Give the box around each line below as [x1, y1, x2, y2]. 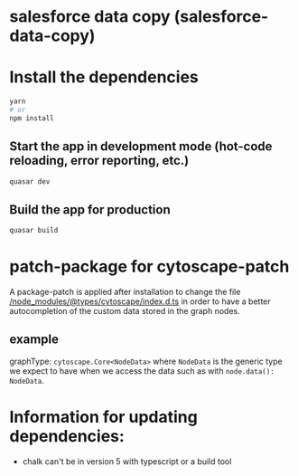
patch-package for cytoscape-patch [9, 256, 290, 277]
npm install [9, 113, 54, 123]
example [9, 332, 60, 347]
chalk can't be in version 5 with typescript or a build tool [22, 455, 232, 467]
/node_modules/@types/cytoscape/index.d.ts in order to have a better [9, 296, 271, 307]
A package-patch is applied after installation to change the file [9, 287, 241, 298]
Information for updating [9, 407, 199, 427]
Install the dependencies [9, 67, 199, 88]
